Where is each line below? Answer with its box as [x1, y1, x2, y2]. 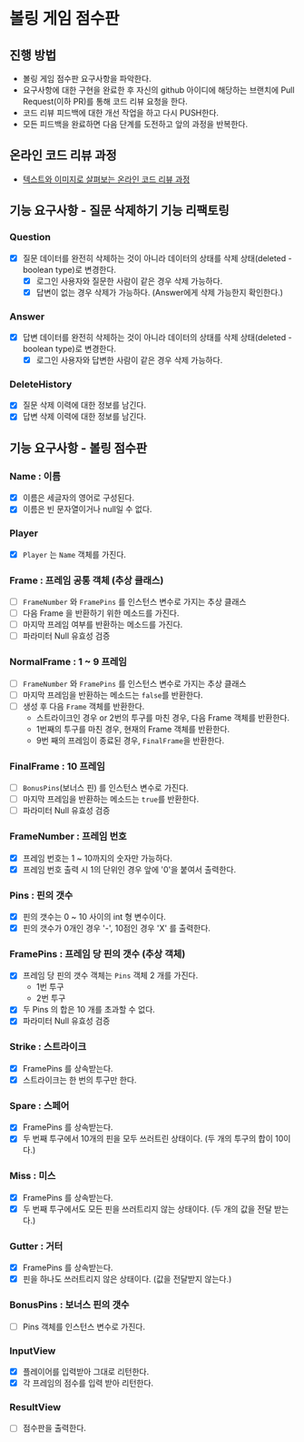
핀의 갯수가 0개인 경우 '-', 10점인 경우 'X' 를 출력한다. [22, 923, 211, 933]
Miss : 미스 [9, 1170, 56, 1183]
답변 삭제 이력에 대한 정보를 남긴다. [22, 411, 147, 422]
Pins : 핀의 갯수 [9, 889, 74, 902]
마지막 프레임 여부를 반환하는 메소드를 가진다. [22, 620, 183, 630]
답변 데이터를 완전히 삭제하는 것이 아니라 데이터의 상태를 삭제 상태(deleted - [22, 331, 292, 342]
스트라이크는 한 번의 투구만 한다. [22, 1074, 137, 1085]
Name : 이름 [9, 469, 61, 482]
